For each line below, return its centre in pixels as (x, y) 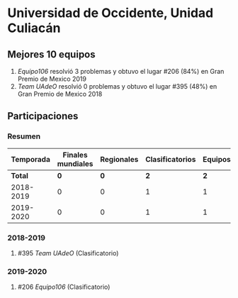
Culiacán (34, 28)
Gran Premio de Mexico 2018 (60, 94)
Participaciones (43, 116)
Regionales (119, 159)
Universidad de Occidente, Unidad (110, 13)
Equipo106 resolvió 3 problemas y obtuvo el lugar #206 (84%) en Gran (121, 71)
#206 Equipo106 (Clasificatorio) (64, 287)
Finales (75, 155)
